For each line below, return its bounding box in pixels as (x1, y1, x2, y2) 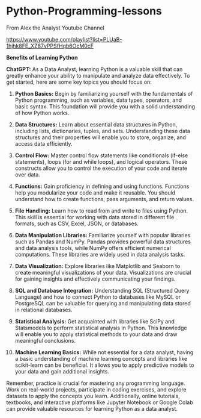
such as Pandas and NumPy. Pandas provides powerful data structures (14, 238, 191, 245)
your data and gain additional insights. (14, 367, 110, 375)
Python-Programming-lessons (6, 4, 162, 18)
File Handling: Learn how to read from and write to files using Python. (14, 207, 188, 214)
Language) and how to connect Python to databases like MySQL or (14, 293, 181, 301)
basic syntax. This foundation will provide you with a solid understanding (14, 102, 195, 110)
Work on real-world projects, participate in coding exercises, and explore (6, 385, 187, 393)
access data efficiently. (14, 140, 73, 147)
